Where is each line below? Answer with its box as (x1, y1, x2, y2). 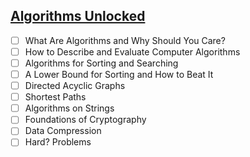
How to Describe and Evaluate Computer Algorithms (24, 45, 241, 58)
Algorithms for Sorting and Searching (24, 57, 179, 69)
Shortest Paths (24, 91, 87, 103)
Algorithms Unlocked (10, 8, 146, 25)
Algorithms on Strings (24, 102, 115, 114)
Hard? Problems (24, 136, 92, 148)
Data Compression (24, 125, 102, 137)
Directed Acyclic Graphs (24, 80, 126, 92)
